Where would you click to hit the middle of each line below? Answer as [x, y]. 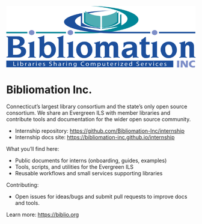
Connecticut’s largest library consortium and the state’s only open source [97, 107]
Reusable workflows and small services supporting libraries [89, 174]
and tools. [27, 203]
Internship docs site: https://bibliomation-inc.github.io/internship [95, 138]
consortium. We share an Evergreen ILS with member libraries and [88, 113]
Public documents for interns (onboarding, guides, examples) [91, 161]
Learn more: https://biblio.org [43, 215]
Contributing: [23, 185]
